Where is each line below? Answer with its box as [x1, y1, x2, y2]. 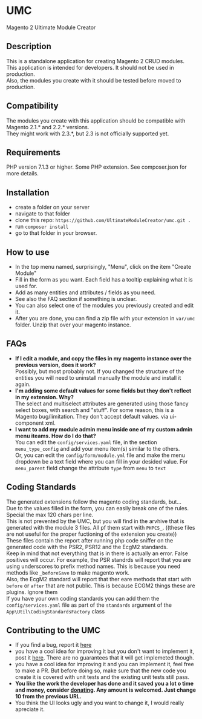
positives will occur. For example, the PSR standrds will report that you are [6, 556, 192, 563]
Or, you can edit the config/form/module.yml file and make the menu [15, 451, 186, 459]
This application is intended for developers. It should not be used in [6, 64, 174, 71]
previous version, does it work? [15, 361, 96, 368]
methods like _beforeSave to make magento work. [6, 569, 130, 576]
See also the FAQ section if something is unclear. [15, 295, 137, 302]
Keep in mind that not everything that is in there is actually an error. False [6, 550, 189, 557]
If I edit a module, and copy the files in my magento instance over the [15, 354, 192, 362]
